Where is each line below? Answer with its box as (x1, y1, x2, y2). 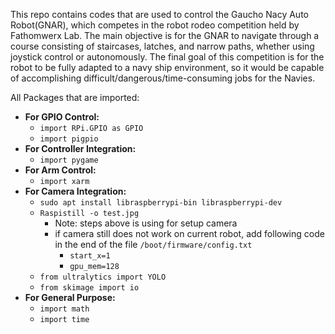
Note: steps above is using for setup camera (54, 217, 238, 229)
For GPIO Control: (24, 111, 100, 123)
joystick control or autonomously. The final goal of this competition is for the (10, 51, 325, 63)
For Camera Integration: (24, 185, 127, 197)
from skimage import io (39, 283, 140, 293)
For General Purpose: (24, 292, 116, 303)
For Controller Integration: (24, 143, 137, 154)
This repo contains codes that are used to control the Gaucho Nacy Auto (10, 9, 309, 20)
